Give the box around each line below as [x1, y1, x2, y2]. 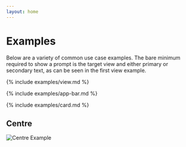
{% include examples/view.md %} [6, 78, 89, 85]
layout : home [6, 8, 39, 15]
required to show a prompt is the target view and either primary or [6, 60, 169, 67]
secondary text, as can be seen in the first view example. [6, 67, 147, 74]
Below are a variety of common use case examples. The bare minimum [6, 54, 181, 61]
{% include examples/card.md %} [6, 101, 89, 108]
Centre [6, 118, 33, 129]
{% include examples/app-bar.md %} [6, 90, 98, 97]
